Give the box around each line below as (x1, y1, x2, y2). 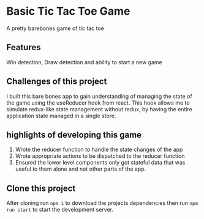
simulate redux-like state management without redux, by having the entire (6, 105, 193, 113)
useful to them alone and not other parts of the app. (15, 165, 146, 173)
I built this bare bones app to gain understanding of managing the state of (6, 92, 192, 100)
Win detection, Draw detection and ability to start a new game (6, 58, 162, 65)
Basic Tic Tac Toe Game (6, 4, 130, 18)
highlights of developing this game (6, 130, 142, 140)
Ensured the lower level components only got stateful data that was (15, 159, 186, 166)
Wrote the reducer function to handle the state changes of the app (15, 146, 183, 154)
